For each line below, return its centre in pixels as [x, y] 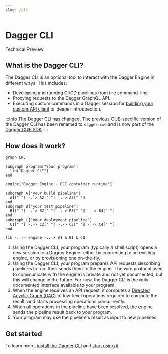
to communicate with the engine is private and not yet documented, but [88, 274]
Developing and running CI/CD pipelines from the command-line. [81, 93]
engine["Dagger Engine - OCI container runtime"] [59, 184]
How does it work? [35, 146]
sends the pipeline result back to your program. [62, 312]
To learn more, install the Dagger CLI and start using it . [63, 346]
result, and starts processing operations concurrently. [69, 302]
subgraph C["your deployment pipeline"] [49, 220]
